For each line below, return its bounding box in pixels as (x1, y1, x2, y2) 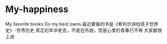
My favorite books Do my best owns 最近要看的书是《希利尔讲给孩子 (5, 21, 150, 27)
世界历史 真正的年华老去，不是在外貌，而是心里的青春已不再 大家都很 (16, 27, 162, 33)
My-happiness (5, 4, 69, 15)
